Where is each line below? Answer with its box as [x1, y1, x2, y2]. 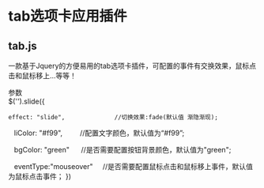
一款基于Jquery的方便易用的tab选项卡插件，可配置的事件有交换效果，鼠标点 [8, 61, 257, 70]
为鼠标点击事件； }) [8, 171, 72, 181]
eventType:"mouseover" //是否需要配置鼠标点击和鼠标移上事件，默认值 [13, 162, 254, 171]
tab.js [8, 39, 37, 52]
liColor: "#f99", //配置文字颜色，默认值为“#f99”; [13, 128, 185, 137]
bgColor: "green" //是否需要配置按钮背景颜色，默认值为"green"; [13, 145, 232, 154]
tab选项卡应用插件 [8, 7, 128, 25]
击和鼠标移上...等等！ [8, 71, 77, 80]
